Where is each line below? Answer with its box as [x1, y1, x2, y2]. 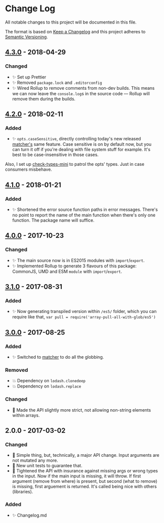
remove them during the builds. [12, 96, 76, 102]
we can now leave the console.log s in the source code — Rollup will [12, 90, 150, 96]
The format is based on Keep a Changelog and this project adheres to [5, 28, 146, 34]
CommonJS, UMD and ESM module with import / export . [12, 268, 122, 274]
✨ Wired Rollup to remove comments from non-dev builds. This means [12, 85, 155, 91]
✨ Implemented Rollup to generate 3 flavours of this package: [12, 263, 137, 269]
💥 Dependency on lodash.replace [12, 383, 82, 389]
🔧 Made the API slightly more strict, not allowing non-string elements [12, 407, 151, 413]
